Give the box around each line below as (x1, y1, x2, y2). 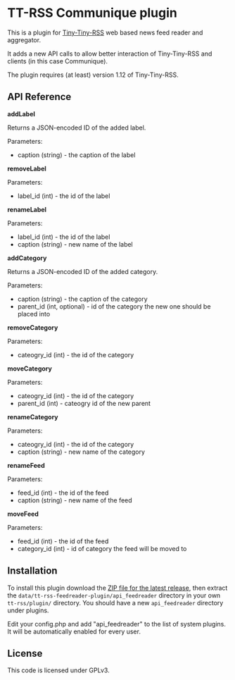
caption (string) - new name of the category (17, 447, 146, 456)
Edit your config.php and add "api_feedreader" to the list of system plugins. (7, 619, 227, 628)
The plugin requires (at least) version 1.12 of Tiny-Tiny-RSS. (7, 70, 179, 79)
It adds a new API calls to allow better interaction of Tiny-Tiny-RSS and (7, 49, 212, 58)
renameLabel (7, 205, 47, 214)
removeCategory (7, 323, 58, 332)
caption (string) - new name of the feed (17, 495, 132, 505)
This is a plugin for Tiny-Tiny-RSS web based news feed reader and (7, 28, 203, 37)
